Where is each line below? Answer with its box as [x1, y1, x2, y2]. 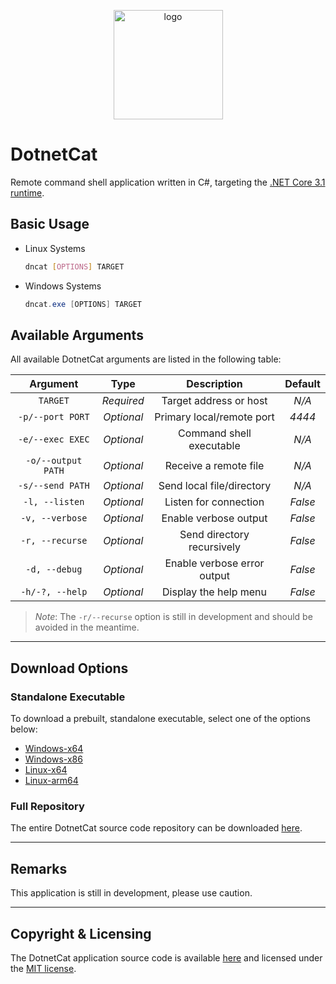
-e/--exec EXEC [18, 434, 90, 445]
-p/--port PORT [18, 411, 90, 423]
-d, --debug [25, 564, 83, 575]
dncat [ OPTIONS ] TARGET [24, 261, 125, 272]
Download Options [10, 660, 129, 677]
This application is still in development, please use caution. [10, 887, 253, 899]
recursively [188, 540, 242, 554]
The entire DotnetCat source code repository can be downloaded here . [10, 822, 303, 834]
